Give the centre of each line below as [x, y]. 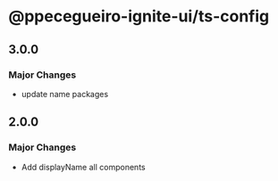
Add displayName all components [83, 167]
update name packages [65, 94]
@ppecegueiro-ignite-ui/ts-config [139, 16]
